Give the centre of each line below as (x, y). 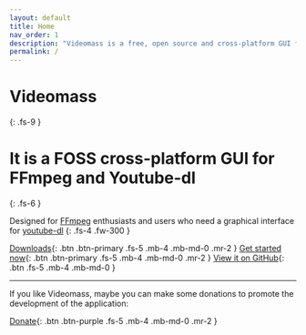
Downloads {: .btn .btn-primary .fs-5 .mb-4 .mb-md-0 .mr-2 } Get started (146, 248)
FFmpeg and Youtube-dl (102, 178)
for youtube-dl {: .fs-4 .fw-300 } (70, 230)
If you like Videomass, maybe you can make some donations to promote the (152, 294)
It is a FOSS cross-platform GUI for (142, 159)
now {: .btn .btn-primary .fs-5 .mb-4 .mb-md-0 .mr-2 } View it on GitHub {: (147, 258)
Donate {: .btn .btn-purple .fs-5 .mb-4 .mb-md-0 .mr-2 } (113, 321)
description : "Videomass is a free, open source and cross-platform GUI (150, 43)
